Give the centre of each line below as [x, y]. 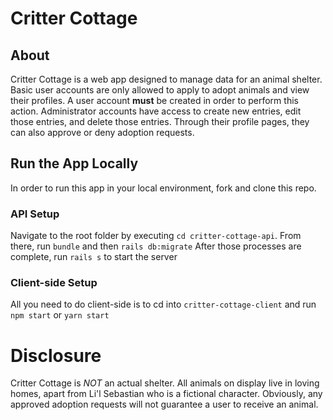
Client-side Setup [54, 283]
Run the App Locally [74, 163]
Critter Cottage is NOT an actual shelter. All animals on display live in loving [165, 383]
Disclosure [56, 355]
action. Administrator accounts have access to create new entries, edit [156, 111]
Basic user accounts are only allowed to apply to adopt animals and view [160, 90]
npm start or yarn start [60, 315]
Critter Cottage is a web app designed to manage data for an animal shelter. [166, 79]
